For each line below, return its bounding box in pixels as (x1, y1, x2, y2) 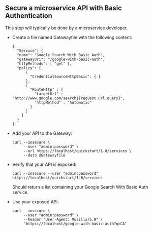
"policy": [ (17, 65, 41, 71)
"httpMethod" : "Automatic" (34, 100, 92, 105)
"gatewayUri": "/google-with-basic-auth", (17, 57, 105, 62)
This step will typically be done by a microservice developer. (5, 25, 128, 31)
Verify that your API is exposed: (12, 161, 77, 167)
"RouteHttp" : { (30, 87, 63, 92)
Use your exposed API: (12, 198, 59, 204)
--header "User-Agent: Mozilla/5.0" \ (23, 217, 103, 222)
